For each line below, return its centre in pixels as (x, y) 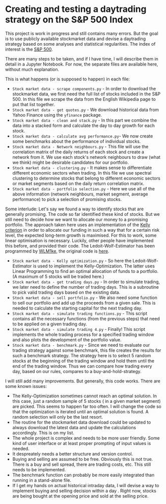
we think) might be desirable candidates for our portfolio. (70, 162)
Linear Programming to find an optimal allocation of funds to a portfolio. (85, 271)
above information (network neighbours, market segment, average (80, 194)
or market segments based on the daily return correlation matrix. (78, 183)
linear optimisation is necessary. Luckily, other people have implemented (79, 240)
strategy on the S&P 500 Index (69, 20)
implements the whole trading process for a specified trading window (83, 334)
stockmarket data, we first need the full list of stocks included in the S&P (86, 94)
